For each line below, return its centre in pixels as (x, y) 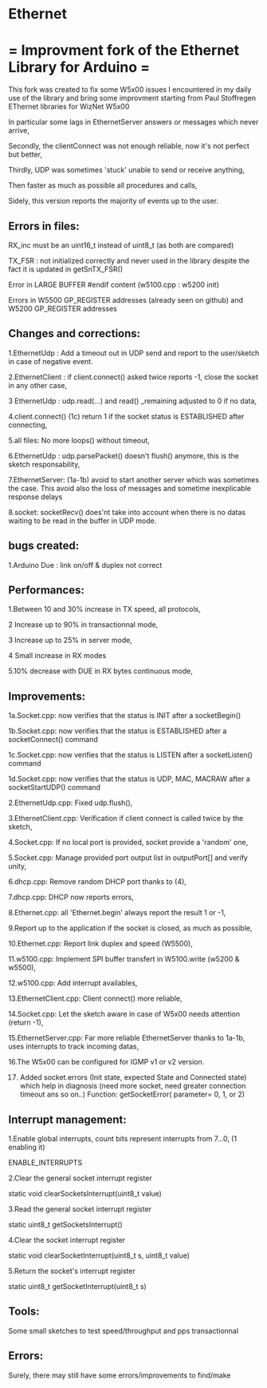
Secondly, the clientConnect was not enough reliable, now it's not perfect (129, 146)
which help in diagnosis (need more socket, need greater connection (133, 1086)
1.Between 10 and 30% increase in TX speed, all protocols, (104, 609)
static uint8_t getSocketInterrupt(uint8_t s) (78, 1286)
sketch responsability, (44, 464)
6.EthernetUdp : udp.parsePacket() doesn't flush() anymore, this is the (124, 455)
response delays (35, 497)
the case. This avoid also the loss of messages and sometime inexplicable (130, 488)
